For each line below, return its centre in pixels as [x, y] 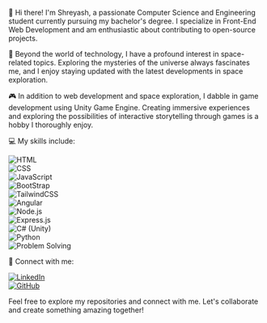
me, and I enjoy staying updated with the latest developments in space [126, 71]
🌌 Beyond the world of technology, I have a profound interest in [114, 54]
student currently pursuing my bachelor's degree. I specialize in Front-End [132, 21]
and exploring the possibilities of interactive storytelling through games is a [133, 116]
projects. [23, 38]
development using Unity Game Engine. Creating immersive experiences [129, 108]
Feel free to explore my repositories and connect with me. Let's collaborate [133, 301]
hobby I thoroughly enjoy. [51, 125]
